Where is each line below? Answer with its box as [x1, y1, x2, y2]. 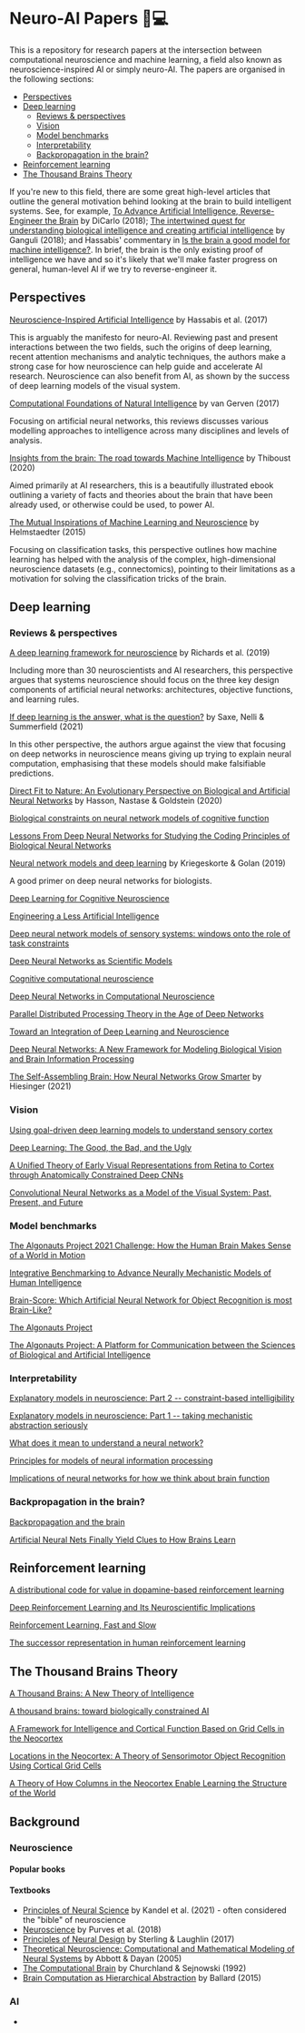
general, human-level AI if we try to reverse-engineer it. [9, 263, 218, 274]
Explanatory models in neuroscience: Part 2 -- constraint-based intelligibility [9, 1393, 295, 1404]
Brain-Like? [9, 1305, 53, 1316]
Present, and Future [9, 1196, 84, 1207]
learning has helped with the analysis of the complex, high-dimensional [9, 554, 276, 564]
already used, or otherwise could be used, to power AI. [9, 499, 215, 510]
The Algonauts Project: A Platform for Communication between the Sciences [9, 1340, 296, 1351]
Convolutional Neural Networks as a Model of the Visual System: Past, [9, 1186, 272, 1198]
